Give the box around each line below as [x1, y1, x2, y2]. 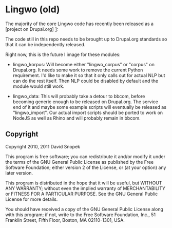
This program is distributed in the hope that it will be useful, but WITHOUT [5, 180, 162, 186]
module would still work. [12, 83, 65, 89]
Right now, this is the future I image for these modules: [5, 51, 121, 58]
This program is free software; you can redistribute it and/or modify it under [5, 153, 166, 160]
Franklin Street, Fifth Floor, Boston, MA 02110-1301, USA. [5, 217, 125, 223]
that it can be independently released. [5, 41, 86, 47]
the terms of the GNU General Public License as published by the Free [5, 159, 154, 165]
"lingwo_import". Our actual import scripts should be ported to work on [12, 109, 163, 116]
